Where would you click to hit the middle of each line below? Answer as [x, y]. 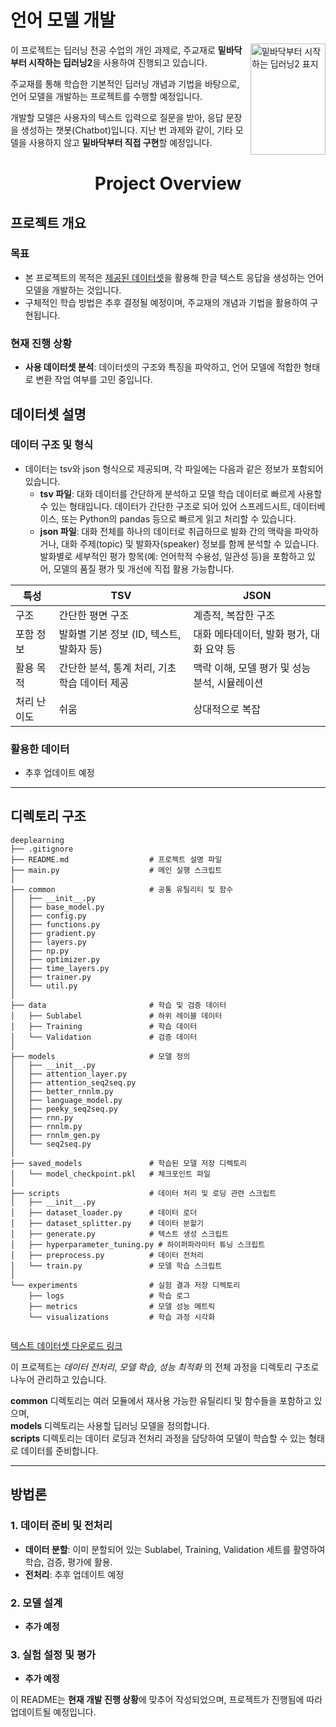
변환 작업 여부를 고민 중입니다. [94, 380]
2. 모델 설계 [36, 1603]
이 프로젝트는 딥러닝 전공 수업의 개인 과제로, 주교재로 [113, 50]
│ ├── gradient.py [53, 933]
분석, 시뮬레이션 [228, 683]
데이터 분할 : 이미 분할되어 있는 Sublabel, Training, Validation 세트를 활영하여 [175, 1549]
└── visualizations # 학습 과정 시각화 [122, 1317]
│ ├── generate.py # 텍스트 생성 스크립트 [120, 1234]
